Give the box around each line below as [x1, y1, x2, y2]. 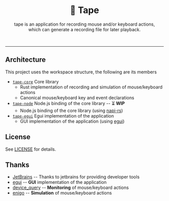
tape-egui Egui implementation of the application [12, 113, 114, 119]
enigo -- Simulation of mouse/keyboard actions [12, 190, 112, 196]
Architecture [5, 55, 46, 64]
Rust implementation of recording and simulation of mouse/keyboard [20, 84, 162, 90]
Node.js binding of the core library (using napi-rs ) [20, 108, 123, 114]
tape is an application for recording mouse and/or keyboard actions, [14, 21, 155, 27]
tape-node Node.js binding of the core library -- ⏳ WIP [12, 100, 125, 106]
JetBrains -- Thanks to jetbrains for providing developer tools [12, 174, 140, 180]
